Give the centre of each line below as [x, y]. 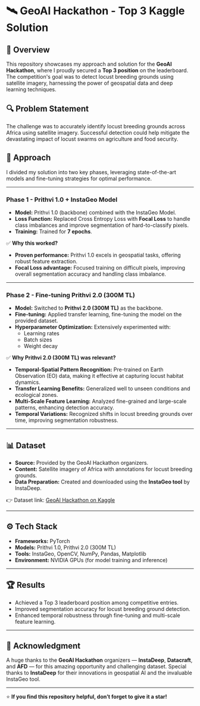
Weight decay [41, 346]
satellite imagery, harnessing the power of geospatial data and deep [90, 83]
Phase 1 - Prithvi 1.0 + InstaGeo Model [62, 199]
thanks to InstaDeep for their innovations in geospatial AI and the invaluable [99, 673]
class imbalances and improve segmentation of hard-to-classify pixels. [102, 225]
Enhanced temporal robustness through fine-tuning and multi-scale [97, 615]
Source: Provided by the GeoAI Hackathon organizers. [82, 463]
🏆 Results [26, 585]
